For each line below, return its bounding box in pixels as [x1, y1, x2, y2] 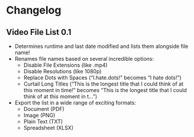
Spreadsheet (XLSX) [23, 125, 74, 131]
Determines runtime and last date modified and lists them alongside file [14, 43, 189, 50]
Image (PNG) [23, 112, 56, 119]
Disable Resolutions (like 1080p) [23, 68, 102, 74]
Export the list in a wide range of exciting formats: [14, 99, 136, 106]
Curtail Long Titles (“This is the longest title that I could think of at [23, 80, 184, 87]
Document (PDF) [23, 106, 65, 112]
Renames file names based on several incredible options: [14, 56, 154, 62]
